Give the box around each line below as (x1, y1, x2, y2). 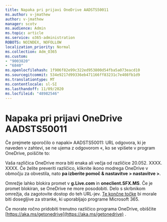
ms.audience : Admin (5, 26, 46, 31)
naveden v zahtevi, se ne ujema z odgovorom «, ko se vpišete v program (5, 145, 155, 151)
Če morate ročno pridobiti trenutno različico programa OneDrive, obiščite (5, 206, 156, 212)
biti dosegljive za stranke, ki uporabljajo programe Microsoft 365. (5, 196, 139, 202)
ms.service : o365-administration (5, 35, 75, 40)
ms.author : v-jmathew (5, 12, 51, 17)
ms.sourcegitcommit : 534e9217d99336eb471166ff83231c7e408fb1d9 (5, 72, 140, 77)
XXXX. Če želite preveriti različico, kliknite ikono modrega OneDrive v (5, 165, 148, 171)
